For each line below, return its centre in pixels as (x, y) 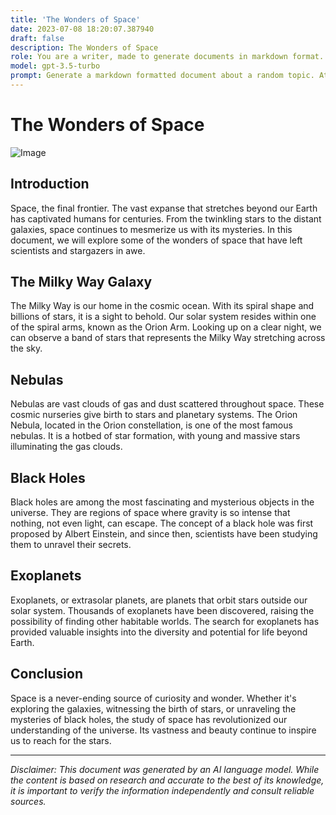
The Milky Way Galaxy (81, 282)
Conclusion (47, 674)
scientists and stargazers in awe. (78, 250)
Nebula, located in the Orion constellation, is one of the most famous (151, 425)
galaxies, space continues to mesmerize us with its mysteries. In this (151, 229)
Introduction (50, 184)
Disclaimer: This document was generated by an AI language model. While (165, 769)
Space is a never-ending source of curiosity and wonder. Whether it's (153, 698)
